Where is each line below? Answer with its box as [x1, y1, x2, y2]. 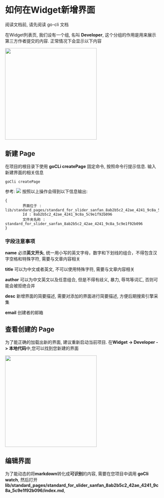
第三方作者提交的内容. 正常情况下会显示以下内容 [5, 38, 102, 44]
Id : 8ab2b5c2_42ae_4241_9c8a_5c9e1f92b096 [22, 212, 112, 217]
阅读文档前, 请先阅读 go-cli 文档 [5, 21, 69, 27]
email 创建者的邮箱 [5, 310, 43, 315]
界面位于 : [22, 203, 42, 208]
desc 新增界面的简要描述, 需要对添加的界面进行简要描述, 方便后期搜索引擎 [5, 293, 154, 299]
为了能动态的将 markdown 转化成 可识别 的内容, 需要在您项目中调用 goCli [5, 471, 149, 477]
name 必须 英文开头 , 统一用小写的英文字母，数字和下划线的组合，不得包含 [5, 250, 153, 256]
